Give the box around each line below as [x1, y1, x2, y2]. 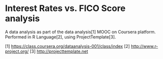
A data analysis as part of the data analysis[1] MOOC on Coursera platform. [5, 29, 156, 35]
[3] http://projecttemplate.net [30, 48, 89, 54]
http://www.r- [130, 43, 158, 49]
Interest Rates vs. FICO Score [5, 3, 126, 14]
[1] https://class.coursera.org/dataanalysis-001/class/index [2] [5, 43, 130, 49]
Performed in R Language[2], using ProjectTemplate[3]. [5, 34, 116, 40]
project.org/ [5, 48, 29, 54]
